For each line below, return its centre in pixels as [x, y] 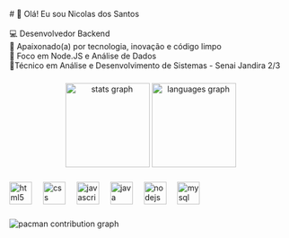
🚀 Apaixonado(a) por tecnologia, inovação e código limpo [115, 46]
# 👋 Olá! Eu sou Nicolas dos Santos [74, 14]
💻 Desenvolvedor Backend [60, 33]
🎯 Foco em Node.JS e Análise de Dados [83, 56]
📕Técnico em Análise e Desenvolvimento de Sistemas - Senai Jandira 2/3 [145, 66]
